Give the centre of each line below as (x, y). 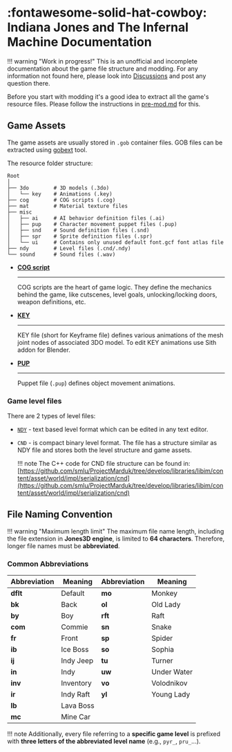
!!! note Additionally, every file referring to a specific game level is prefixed (114, 734)
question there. (29, 83)
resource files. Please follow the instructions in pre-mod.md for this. (104, 104)
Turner (162, 661)
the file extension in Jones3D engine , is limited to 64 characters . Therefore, (116, 538)
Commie (75, 627)
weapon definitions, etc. (51, 301)
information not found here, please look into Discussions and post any (107, 76)
